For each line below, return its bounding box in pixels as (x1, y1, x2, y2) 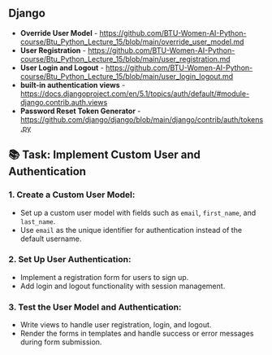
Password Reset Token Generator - (19, 106, 141, 116)
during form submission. (19, 337, 102, 347)
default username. (19, 234, 82, 243)
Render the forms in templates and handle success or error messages (19, 329, 254, 339)
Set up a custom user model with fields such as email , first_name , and (19, 208, 257, 217)
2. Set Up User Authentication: (8, 254, 132, 265)
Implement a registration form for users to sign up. (19, 272, 189, 282)
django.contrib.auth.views (19, 97, 108, 107)
